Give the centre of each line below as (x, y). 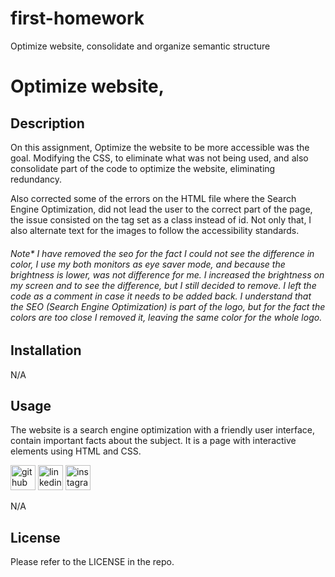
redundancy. (36, 179)
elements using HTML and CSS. (76, 451)
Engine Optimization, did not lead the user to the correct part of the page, (161, 209)
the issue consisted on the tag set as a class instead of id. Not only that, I (161, 219)
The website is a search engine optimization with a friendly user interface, (163, 430)
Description (47, 123)
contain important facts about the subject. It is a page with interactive (153, 441)
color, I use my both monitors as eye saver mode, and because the (148, 264)
